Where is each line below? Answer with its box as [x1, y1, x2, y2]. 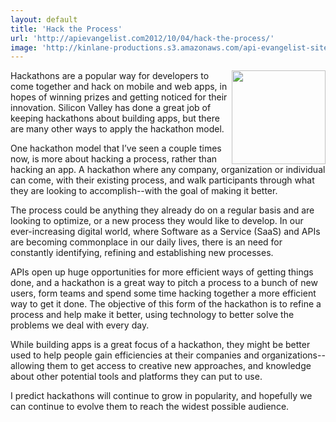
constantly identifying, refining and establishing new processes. [10, 247, 274, 259]
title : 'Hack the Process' [10, 24, 123, 34]
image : [10, 42, 38, 53]
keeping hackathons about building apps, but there [10, 112, 220, 125]
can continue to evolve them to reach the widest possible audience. [10, 401, 290, 413]
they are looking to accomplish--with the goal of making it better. [10, 185, 278, 197]
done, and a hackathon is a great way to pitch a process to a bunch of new [10, 277, 318, 289]
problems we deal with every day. [10, 319, 150, 331]
